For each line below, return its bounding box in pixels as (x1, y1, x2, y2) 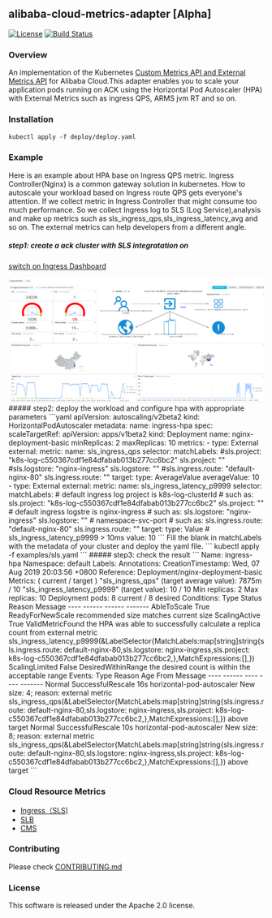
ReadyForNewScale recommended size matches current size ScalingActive (8, 610, 261, 620)
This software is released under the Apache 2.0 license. (8, 901, 196, 911)
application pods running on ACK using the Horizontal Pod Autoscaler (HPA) (8, 85, 263, 95)
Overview (8, 49, 48, 60)
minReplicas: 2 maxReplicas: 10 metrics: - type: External (71, 438, 259, 448)
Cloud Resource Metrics (8, 786, 106, 797)
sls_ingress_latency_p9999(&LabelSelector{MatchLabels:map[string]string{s (8, 636, 265, 646)
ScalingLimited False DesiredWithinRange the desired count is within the (8, 662, 251, 672)
